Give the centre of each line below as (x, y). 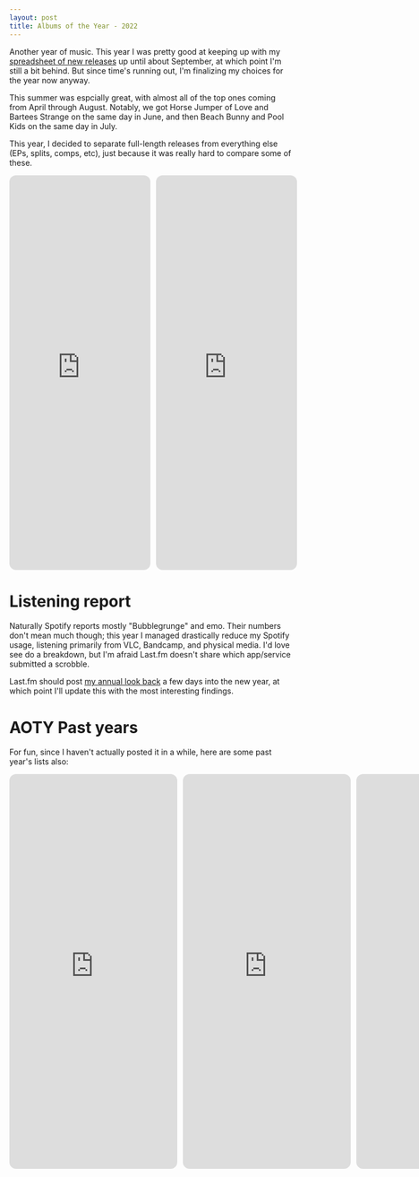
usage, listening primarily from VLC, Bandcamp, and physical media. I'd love (150, 645)
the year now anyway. (50, 80)
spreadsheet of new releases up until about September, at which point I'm (145, 61)
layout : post (34, 17)
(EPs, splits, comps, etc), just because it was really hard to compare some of (150, 153)
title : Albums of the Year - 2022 (74, 26)
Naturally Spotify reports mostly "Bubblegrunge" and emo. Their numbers (145, 626)
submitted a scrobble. (49, 664)
